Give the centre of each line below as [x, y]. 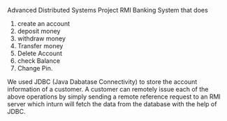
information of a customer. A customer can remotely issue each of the [108, 89]
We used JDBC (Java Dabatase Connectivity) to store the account [102, 82]
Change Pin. [35, 68]
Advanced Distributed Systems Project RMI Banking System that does [108, 10]
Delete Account [40, 53]
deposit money [39, 31]
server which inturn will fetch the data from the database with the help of [112, 104]
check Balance [39, 61]
